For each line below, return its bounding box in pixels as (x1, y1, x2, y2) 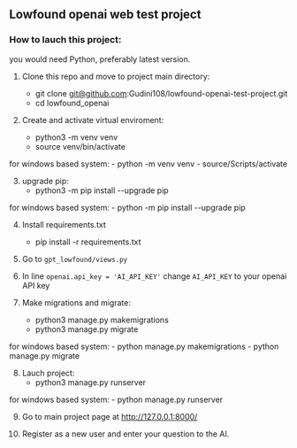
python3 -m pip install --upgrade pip (34, 185, 170, 196)
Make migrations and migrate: (21, 297, 131, 308)
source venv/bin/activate (34, 141, 126, 151)
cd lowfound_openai (34, 97, 110, 108)
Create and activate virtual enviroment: (21, 114, 164, 125)
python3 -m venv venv (34, 132, 118, 143)
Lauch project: (21, 367, 75, 378)
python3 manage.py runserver (34, 376, 147, 388)
